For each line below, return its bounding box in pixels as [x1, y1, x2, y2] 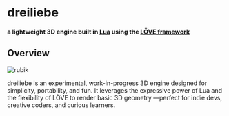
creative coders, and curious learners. [7, 101, 116, 109]
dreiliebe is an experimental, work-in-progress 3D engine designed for [7, 79, 208, 87]
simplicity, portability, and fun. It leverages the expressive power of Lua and [7, 86, 223, 94]
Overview [7, 47, 50, 59]
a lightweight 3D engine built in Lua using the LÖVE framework [7, 27, 190, 36]
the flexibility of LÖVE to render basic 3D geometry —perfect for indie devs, [7, 93, 223, 102]
